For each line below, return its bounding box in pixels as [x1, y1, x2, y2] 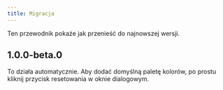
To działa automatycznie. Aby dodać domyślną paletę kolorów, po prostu [7, 67, 217, 76]
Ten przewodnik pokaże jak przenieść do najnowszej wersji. [7, 29, 180, 37]
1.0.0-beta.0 [7, 49, 63, 61]
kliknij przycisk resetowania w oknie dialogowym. [7, 75, 150, 83]
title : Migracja [7, 10, 55, 17]
